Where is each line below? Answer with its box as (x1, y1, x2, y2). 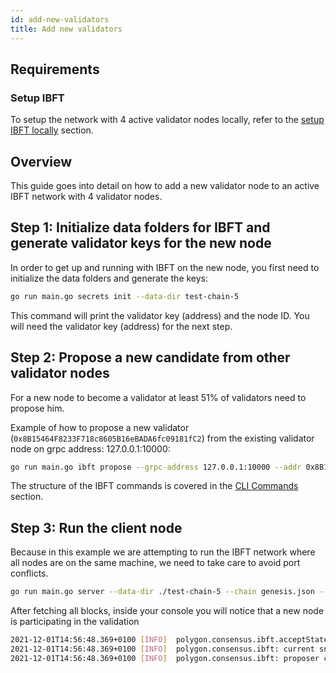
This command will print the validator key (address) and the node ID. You (10, 309, 310, 321)
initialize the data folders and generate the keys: (10, 272, 209, 284)
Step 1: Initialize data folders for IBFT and (10, 219, 271, 236)
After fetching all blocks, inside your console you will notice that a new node (10, 605, 325, 617)
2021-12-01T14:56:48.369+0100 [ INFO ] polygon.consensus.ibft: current (10, 644, 315, 654)
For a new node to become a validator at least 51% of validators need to (10, 391, 307, 403)
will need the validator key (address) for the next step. (10, 320, 233, 332)
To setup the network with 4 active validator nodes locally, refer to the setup (10, 114, 325, 126)
